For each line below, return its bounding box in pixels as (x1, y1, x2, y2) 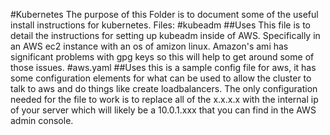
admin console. (10, 115, 74, 126)
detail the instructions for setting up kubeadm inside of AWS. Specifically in (10, 30, 321, 41)
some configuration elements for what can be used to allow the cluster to (10, 72, 312, 84)
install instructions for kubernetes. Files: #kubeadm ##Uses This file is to (10, 19, 311, 31)
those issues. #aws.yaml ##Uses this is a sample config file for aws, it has (10, 62, 317, 73)
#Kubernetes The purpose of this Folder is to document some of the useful (10, 9, 319, 20)
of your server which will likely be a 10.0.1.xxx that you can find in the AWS (10, 104, 317, 116)
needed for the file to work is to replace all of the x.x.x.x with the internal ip (10, 94, 319, 105)
